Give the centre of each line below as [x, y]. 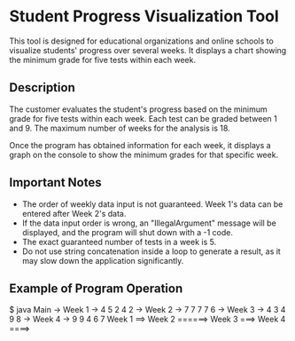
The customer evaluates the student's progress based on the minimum [138, 109]
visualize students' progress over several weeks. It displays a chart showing [148, 50]
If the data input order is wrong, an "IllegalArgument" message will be [149, 223]
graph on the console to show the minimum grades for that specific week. [144, 155]
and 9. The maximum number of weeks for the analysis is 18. [120, 128]
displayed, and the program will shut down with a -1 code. [127, 232]
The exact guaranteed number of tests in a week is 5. [119, 242]
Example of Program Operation [96, 288]
